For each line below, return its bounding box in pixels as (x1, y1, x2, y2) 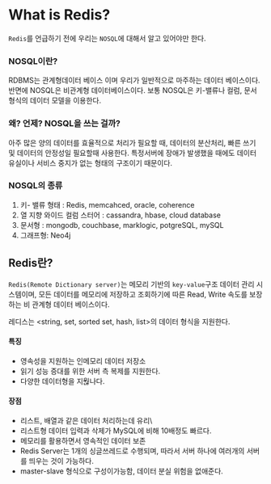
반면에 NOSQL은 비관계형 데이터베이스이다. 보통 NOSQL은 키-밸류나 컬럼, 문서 (8, 86, 257, 95)
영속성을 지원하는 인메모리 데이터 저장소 (19, 356, 146, 365)
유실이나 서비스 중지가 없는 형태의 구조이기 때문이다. (8, 158, 172, 167)
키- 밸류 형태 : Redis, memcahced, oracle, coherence (19, 200, 195, 209)
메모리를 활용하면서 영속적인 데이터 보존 (19, 436, 146, 446)
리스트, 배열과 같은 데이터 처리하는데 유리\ (19, 416, 153, 426)
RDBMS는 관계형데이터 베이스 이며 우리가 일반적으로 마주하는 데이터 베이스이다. (8, 75, 260, 86)
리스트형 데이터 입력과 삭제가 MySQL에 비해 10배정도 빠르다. (19, 426, 212, 436)
